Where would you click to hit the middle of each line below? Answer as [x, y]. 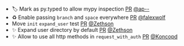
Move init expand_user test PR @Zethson [63, 24]
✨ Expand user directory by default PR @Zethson [72, 30]
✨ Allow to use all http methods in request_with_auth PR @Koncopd [95, 37]
